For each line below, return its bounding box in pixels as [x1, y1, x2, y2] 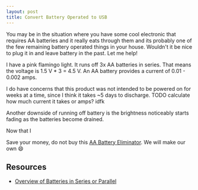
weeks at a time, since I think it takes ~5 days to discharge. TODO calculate [6, 91, 190, 99]
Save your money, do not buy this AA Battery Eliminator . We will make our [6, 138, 186, 145]
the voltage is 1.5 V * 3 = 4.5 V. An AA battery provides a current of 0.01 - [6, 67, 186, 74]
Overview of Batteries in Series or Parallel [14, 178, 117, 185]
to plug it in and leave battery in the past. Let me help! [6, 49, 138, 56]
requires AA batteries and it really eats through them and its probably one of [6, 37, 192, 44]
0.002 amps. [6, 74, 37, 81]
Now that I [6, 127, 31, 134]
